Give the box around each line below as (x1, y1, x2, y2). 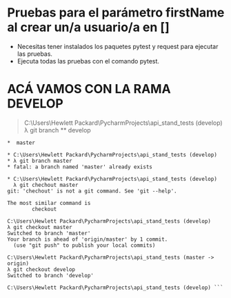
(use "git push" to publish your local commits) (13, 241, 156, 249)
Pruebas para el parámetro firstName (7, 5, 225, 21)
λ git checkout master (7, 223, 72, 230)
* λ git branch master (7, 157, 72, 164)
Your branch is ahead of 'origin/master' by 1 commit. (7, 236, 168, 243)
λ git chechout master (13, 181, 79, 188)
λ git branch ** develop (23, 126, 91, 134)
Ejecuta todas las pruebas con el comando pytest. (17, 57, 160, 65)
